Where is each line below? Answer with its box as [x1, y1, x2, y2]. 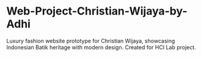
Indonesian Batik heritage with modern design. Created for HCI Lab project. [6, 44, 197, 51]
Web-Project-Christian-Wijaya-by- [6, 4, 188, 18]
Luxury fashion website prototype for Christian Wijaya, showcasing [6, 37, 175, 44]
